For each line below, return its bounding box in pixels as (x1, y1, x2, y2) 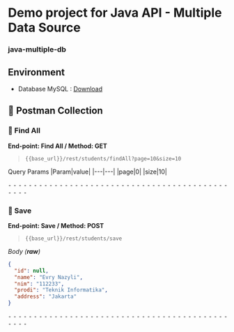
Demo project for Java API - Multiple (8, 5, 222, 21)
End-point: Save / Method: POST (8, 221, 104, 229)
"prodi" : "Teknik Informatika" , (14, 287, 109, 294)
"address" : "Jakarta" (14, 293, 77, 301)
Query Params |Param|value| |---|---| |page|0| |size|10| (8, 167, 168, 176)
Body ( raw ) (8, 247, 41, 255)
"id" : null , (14, 267, 49, 274)
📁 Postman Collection (8, 105, 103, 116)
